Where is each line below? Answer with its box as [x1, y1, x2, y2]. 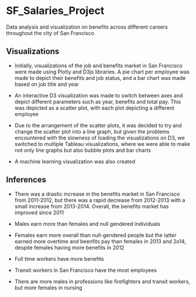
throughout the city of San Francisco [6, 29, 95, 36]
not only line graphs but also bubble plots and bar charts [14, 146, 151, 153]
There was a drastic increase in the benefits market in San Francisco [14, 190, 180, 197]
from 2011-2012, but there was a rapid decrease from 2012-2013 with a [14, 197, 185, 204]
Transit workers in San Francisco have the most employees [14, 267, 157, 274]
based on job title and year [14, 81, 80, 88]
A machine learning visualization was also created [14, 158, 136, 165]
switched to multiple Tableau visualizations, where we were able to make [14, 140, 190, 147]
